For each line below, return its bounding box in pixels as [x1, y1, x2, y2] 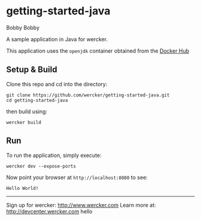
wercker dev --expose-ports [6, 163, 77, 169]
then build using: [6, 108, 48, 115]
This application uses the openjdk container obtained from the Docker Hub [6, 47, 190, 55]
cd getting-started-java [6, 97, 68, 103]
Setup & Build [6, 65, 57, 75]
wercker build [6, 119, 42, 125]
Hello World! [6, 185, 39, 191]
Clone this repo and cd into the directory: [6, 80, 108, 87]
